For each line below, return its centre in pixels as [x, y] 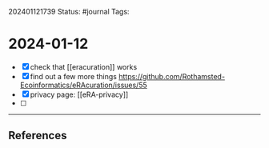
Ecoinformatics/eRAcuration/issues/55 [84, 85]
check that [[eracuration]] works [84, 66]
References [38, 136]
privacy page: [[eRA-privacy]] [79, 94]
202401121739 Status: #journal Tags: [69, 12]
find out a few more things [74, 76]
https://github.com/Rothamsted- [172, 76]
